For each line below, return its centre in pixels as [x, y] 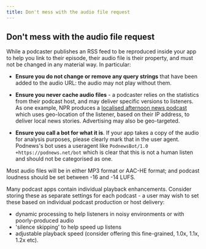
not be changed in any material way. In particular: [69, 64]
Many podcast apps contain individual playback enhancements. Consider [99, 189]
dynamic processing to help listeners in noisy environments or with [100, 214]
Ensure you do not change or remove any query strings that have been [106, 77]
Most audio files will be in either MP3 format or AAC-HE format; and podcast [103, 171]
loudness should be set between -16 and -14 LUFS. [71, 177]
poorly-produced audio [44, 221]
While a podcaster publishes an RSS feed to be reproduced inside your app [101, 52]
